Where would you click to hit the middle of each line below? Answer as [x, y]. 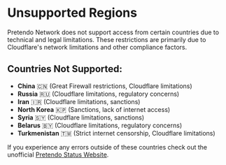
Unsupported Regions [72, 13]
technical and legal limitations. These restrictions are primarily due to [107, 39]
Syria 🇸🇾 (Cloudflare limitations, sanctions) [81, 117]
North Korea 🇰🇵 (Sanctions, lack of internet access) [94, 109]
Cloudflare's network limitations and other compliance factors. [97, 47]
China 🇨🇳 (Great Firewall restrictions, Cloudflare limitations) [105, 86]
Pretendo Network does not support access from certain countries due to [113, 32]
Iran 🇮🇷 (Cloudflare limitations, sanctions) [79, 101]
